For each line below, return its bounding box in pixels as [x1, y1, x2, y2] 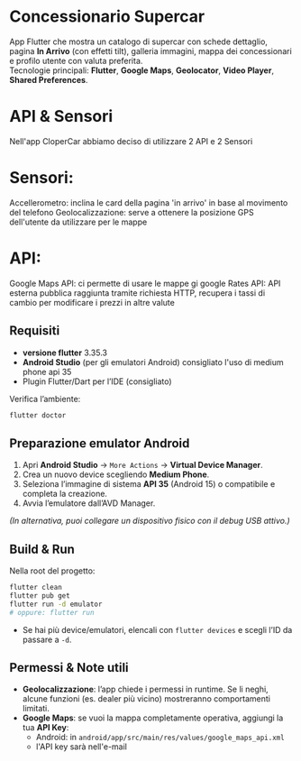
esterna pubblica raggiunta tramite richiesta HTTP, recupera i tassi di [9, 287, 266, 298]
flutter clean [9, 583, 63, 592]
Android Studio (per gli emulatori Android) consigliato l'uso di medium [22, 356, 284, 367]
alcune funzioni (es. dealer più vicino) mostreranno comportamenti [22, 693, 271, 704]
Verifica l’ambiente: [9, 393, 81, 404]
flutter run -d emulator [9, 600, 103, 609]
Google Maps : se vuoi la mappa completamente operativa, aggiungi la [22, 712, 284, 723]
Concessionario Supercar [9, 6, 205, 27]
